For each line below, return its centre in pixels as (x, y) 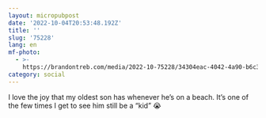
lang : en (23, 45)
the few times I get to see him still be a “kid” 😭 (85, 105)
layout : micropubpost (44, 15)
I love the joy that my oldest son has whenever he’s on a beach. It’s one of (129, 97)
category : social (37, 74)
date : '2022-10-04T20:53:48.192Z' (65, 23)
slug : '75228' (32, 38)
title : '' (25, 30)
